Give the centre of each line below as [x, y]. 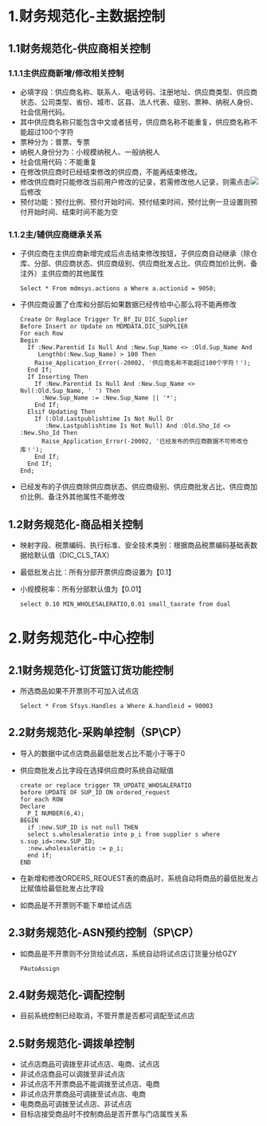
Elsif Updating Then [61, 412]
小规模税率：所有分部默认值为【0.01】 [82, 589]
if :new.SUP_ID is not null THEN [83, 827]
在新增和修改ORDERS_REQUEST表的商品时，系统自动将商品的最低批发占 [139, 878]
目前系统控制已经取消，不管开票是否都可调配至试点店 [107, 1016]
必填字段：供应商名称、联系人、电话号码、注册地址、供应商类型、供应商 [138, 92]
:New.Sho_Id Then [49, 433]
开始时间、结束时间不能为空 [72, 212]
